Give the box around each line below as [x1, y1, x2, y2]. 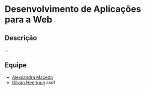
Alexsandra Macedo [11, 74, 53, 80]
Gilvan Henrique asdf [11, 79, 56, 85]
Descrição [4, 34, 37, 42]
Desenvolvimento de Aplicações [4, 3, 142, 15]
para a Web [4, 14, 53, 25]
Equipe [4, 61, 27, 70]
